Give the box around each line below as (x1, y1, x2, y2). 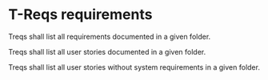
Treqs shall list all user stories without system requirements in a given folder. (8, 62, 260, 72)
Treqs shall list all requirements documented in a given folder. (8, 32, 211, 41)
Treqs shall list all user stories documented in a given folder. (8, 47, 206, 56)
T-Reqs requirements (8, 6, 153, 24)
